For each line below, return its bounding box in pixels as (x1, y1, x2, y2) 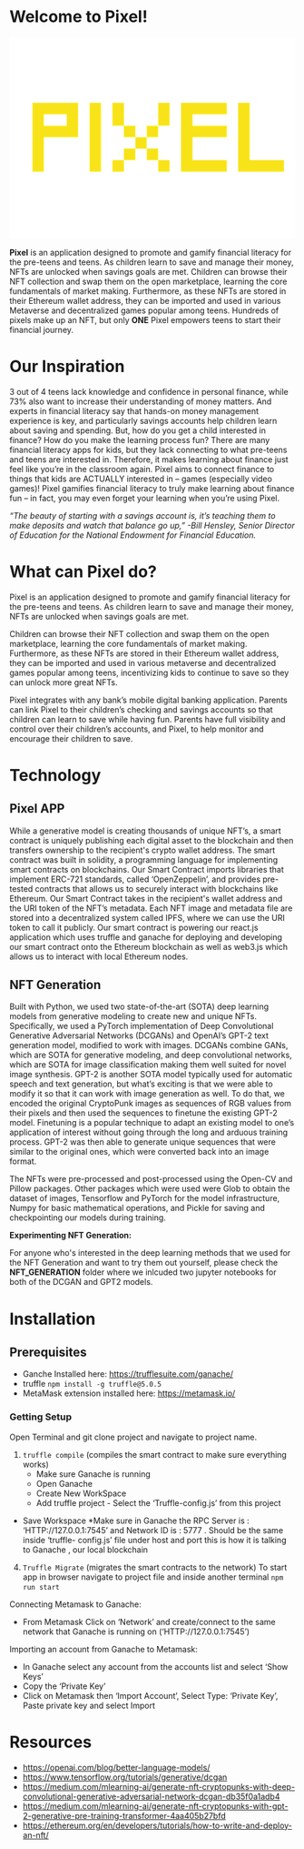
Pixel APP (9, 801, 65, 816)
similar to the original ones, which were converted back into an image (9, 1147, 270, 1157)
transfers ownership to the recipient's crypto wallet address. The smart (9, 844, 276, 855)
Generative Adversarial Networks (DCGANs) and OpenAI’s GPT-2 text (9, 1030, 270, 1041)
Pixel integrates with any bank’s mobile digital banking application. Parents (9, 694, 288, 705)
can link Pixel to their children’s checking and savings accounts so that (9, 703, 274, 715)
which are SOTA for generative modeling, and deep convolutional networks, (9, 1049, 292, 1061)
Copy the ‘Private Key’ (22, 1681, 106, 1692)
